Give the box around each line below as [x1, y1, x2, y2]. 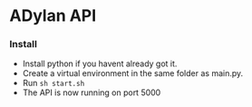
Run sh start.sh [22, 78, 85, 89]
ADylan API [9, 5, 97, 26]
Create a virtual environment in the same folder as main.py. [22, 68, 244, 79]
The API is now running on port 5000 [22, 87, 161, 98]
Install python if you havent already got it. [22, 58, 178, 69]
